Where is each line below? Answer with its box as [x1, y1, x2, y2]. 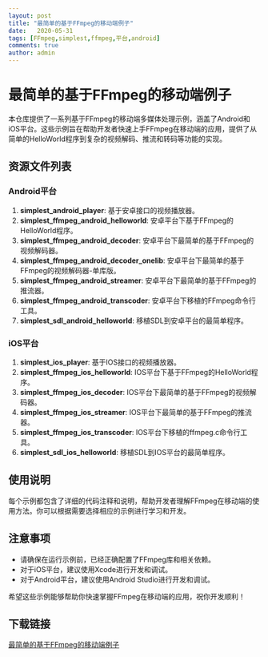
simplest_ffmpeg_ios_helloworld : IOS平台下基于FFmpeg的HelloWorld [19, 367, 252, 377]
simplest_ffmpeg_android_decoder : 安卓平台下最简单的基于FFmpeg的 [19, 236, 254, 245]
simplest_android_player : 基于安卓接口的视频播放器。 [19, 205, 200, 215]
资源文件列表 [8, 159, 72, 173]
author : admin [8, 49, 56, 57]
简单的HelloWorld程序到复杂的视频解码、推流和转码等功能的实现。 [8, 134, 226, 143]
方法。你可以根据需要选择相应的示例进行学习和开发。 [14, 506, 190, 515]
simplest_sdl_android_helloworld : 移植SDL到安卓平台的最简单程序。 [19, 316, 248, 325]
